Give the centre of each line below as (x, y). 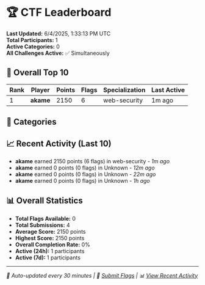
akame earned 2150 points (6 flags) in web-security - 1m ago (92, 161)
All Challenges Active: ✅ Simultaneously (58, 53)
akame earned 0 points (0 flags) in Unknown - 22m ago (85, 174)
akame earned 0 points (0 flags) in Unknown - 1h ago (83, 180)
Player (40, 90)
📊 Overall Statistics (45, 201)
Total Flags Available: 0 (45, 218)
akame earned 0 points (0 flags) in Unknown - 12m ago (85, 168)
